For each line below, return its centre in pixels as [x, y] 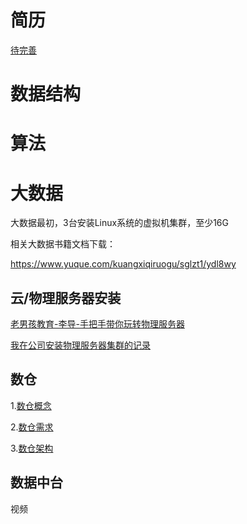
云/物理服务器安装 [66, 297]
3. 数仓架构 [32, 448]
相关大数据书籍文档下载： [63, 244]
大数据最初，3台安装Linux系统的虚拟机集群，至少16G [119, 223]
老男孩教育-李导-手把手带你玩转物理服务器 [97, 324]
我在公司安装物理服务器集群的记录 [80, 345]
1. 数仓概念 [31, 405]
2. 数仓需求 [32, 427]
